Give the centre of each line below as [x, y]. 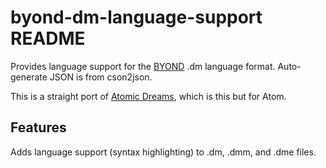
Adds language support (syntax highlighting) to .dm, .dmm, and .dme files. [163, 152]
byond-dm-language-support [136, 17]
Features [38, 127]
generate [29, 77]
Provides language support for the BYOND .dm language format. [143, 66]
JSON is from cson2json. [101, 77]
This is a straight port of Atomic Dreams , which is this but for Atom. [148, 96]
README [48, 38]
